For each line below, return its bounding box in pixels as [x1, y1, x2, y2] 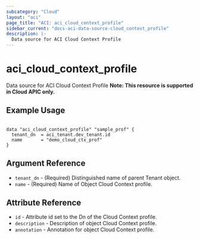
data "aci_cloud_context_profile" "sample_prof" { [6, 126, 135, 132]
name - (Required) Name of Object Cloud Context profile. [14, 180, 153, 188]
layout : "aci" [6, 14, 42, 20]
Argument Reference [6, 159, 86, 169]
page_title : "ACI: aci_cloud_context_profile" [6, 20, 124, 26]
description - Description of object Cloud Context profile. [14, 220, 157, 227]
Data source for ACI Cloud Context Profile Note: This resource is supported [6, 82, 194, 89]
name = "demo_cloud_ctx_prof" [11, 136, 102, 143]
